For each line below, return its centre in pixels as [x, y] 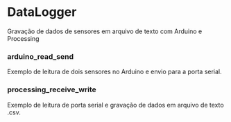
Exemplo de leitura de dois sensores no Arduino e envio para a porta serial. [114, 72]
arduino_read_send [41, 56]
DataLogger [42, 12]
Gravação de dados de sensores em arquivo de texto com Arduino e [105, 31]
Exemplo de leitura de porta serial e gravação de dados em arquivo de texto [115, 105]
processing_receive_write [52, 89]
